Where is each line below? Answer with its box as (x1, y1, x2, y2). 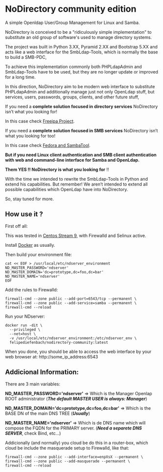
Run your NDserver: (5, 313, 45, 319)
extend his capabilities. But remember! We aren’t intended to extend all (5, 181, 148, 187)
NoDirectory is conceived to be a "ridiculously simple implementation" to (5, 29, 152, 35)
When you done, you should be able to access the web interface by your (5, 349, 152, 354)
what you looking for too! (5, 133, 56, 139)
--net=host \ (9, 331, 36, 336)
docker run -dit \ (5, 323, 43, 328)
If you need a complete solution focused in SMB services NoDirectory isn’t (5, 127, 158, 133)
